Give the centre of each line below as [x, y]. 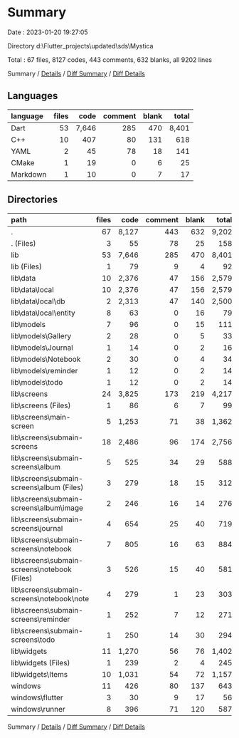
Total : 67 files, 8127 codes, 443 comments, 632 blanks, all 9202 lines [110, 59]
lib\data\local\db [38, 301]
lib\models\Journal [42, 348]
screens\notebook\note [50, 598]
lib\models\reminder [44, 370]
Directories [33, 200]
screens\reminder [41, 619]
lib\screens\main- [41, 417]
